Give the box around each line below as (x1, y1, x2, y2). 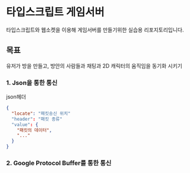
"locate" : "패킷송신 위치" (11, 111, 71, 117)
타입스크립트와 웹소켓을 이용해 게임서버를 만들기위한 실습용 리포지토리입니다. (6, 26, 184, 33)
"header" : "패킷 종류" (11, 116, 63, 122)
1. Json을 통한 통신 (6, 78, 58, 87)
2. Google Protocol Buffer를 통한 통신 (6, 159, 112, 167)
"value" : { (11, 121, 39, 128)
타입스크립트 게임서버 (6, 5, 105, 19)
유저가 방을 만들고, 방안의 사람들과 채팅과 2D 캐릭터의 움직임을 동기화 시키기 (6, 62, 183, 69)
